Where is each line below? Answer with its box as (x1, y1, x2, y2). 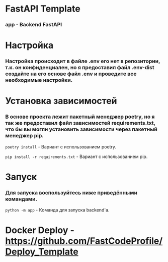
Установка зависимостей (5, 95, 117, 107)
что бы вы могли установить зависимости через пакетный (5, 126, 157, 133)
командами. (5, 195, 38, 202)
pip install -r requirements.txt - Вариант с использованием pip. (5, 153, 148, 160)
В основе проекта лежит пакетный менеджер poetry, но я (5, 113, 155, 120)
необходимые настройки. (5, 77, 73, 84)
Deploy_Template (5, 246, 79, 257)
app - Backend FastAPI (5, 21, 62, 28)
